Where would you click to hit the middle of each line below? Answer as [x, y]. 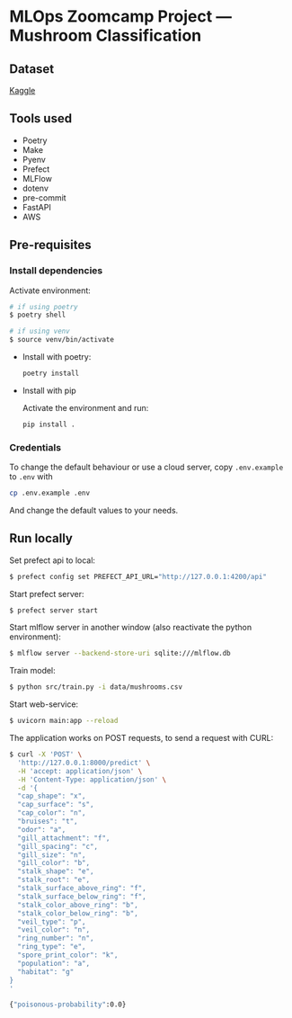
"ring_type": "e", [52, 947]
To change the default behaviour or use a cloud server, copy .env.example [146, 467]
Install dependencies [56, 271]
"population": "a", [54, 963]
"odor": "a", [42, 829]
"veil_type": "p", [52, 922]
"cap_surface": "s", [56, 805]
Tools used [41, 119]
